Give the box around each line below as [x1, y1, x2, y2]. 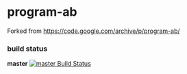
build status [7, 44, 48, 53]
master [7, 60, 28, 68]
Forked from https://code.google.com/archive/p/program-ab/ [7, 27, 180, 35]
